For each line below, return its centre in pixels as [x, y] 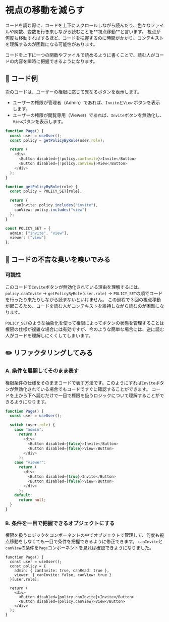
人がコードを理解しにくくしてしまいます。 [49, 335]
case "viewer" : [30, 463]
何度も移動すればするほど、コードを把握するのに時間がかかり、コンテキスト [84, 38]
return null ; [32, 500]
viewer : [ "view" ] [28, 238]
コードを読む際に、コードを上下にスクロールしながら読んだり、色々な [78, 25]
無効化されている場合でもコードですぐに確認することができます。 [82, 389]
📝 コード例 [21, 79]
